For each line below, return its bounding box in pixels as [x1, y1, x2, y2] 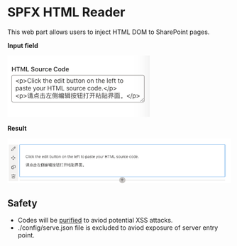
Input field [7, 41, 39, 49]
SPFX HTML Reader [7, 4, 126, 20]
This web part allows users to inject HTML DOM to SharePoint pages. [7, 28, 210, 36]
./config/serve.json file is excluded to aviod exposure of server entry [17, 223, 219, 232]
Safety [7, 197, 38, 209]
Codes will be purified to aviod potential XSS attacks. [17, 216, 173, 225]
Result [7, 124, 27, 132]
